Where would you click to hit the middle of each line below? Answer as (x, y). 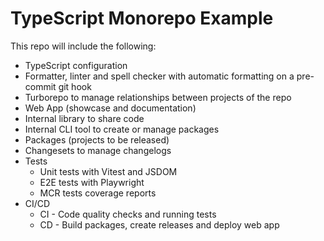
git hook (75, 86)
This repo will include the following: (83, 46)
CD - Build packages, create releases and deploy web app (159, 224)
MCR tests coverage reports (98, 193)
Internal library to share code (84, 118)
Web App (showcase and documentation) (110, 108)
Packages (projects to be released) (97, 139)
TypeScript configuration (76, 65)
